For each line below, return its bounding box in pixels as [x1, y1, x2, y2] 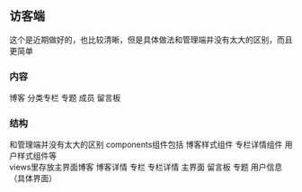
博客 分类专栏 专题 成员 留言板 [9, 93, 121, 104]
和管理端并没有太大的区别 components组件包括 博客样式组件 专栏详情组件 [9, 139, 283, 151]
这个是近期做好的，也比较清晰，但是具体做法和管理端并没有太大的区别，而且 [9, 34, 293, 45]
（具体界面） [9, 173, 57, 184]
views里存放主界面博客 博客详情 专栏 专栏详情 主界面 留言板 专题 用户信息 [9, 161, 283, 173]
